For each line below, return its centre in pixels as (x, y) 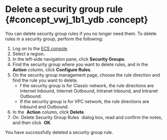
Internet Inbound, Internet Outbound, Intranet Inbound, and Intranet (89, 91)
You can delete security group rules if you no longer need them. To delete (81, 33)
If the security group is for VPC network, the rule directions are (84, 101)
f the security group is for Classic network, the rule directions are (87, 85)
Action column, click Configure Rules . (52, 70)
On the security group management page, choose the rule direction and (86, 75)
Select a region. (28, 54)
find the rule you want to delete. (45, 80)
